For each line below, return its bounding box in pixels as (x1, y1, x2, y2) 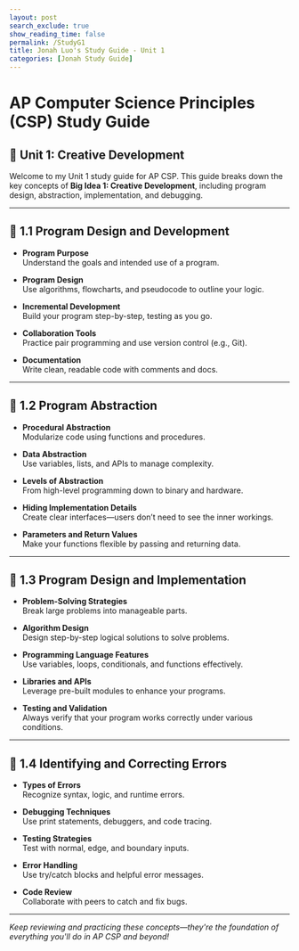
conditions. (21, 722, 64, 733)
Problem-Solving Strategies (21, 596, 127, 607)
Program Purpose (21, 247, 89, 258)
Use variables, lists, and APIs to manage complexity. (21, 458, 214, 469)
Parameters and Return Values (21, 529, 138, 539)
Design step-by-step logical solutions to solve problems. (21, 632, 230, 643)
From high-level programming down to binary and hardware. (21, 485, 244, 496)
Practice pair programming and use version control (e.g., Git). (21, 337, 247, 348)
